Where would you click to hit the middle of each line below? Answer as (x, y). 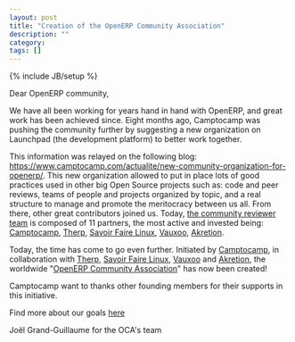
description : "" (39, 34)
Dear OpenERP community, (59, 94)
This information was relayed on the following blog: (103, 156)
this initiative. (33, 296)
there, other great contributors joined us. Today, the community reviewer (143, 213)
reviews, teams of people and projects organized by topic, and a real (135, 195)
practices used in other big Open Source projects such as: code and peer (144, 185)
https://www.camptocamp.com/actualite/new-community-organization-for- (148, 166)
